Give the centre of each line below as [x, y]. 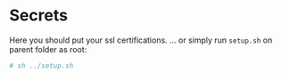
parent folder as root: [48, 49]
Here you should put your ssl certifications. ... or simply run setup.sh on [141, 40]
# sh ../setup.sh [41, 66]
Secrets [39, 16]
